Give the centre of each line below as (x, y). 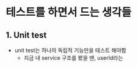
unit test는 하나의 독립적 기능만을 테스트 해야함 (70, 50)
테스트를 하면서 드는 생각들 (69, 12)
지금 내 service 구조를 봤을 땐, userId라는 (73, 58)
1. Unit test (26, 35)
